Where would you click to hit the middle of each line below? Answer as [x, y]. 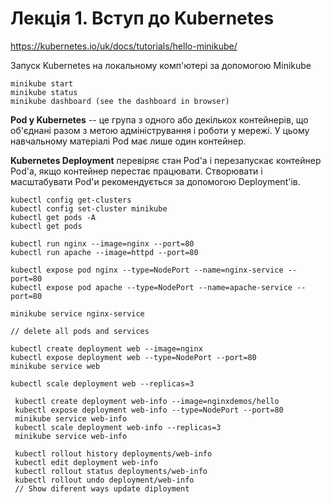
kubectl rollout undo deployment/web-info [104, 480]
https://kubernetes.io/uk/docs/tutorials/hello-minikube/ [124, 46]
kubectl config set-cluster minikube [89, 208]
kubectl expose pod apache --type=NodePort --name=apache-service [151, 287]
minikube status [44, 92]
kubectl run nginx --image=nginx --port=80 [102, 243]
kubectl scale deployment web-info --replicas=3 [118, 427]
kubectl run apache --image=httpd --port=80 [104, 252]
